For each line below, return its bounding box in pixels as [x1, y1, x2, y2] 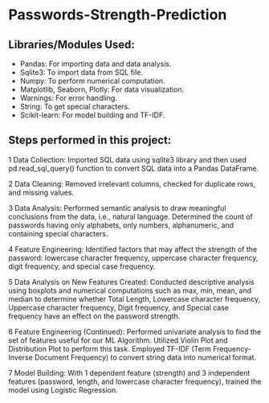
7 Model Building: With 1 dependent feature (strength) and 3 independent [8, 368, 251, 377]
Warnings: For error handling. [19, 93, 118, 102]
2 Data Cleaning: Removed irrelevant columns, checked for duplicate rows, [8, 179, 256, 188]
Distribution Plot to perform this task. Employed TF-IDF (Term [8, 343, 211, 353]
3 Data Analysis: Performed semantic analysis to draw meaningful [8, 203, 226, 212]
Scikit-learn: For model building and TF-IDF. [19, 110, 165, 120]
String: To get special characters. [19, 102, 130, 111]
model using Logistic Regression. [8, 384, 118, 395]
